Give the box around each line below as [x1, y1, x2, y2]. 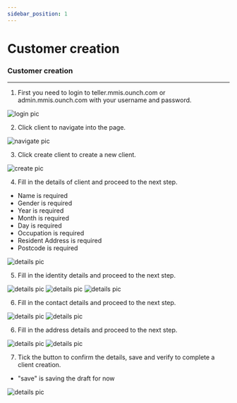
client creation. [17, 361, 61, 369]
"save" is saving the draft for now [17, 374, 115, 383]
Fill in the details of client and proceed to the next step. [17, 178, 178, 187]
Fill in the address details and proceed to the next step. [17, 325, 178, 335]
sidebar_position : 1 [7, 10, 68, 18]
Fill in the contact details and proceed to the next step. [17, 299, 176, 307]
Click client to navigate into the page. [17, 123, 126, 132]
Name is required [17, 192, 68, 200]
